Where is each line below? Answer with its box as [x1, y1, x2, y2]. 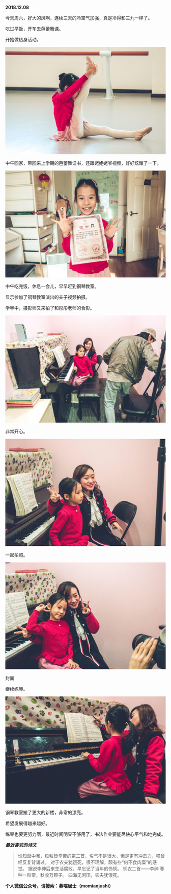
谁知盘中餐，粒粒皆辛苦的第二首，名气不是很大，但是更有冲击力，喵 [17, 853, 161, 859]
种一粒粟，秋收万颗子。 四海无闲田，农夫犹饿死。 [17, 872, 122, 878]
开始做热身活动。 [5, 37, 41, 42]
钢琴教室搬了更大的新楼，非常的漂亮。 [5, 809, 85, 816]
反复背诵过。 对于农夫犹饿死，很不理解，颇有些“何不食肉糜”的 [22, 859, 153, 865]
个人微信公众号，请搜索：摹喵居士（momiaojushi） [5, 883, 113, 889]
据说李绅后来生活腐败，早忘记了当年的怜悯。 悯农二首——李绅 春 [27, 865, 164, 872]
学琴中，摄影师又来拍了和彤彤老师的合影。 [5, 305, 95, 311]
